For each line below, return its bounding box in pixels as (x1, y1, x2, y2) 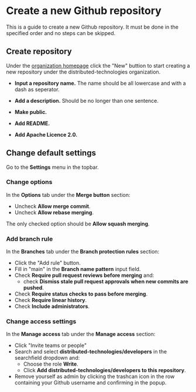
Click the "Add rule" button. (14, 259, 81, 266)
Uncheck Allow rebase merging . (14, 209, 94, 216)
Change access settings (6, 317, 77, 325)
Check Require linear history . (14, 297, 87, 304)
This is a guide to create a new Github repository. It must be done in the (6, 23, 178, 30)
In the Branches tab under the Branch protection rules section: (6, 248, 160, 255)
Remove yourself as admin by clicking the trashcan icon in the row (14, 373, 175, 380)
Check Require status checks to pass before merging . (14, 290, 148, 297)
